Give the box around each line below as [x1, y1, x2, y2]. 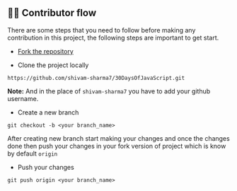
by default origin [7, 149, 58, 158]
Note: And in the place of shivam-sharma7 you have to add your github [7, 86, 211, 95]
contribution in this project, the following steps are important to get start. [7, 33, 219, 42]
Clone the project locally [17, 61, 89, 69]
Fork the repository [17, 47, 74, 55]
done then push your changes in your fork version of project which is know [7, 141, 226, 150]
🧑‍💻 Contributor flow [7, 7, 97, 19]
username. [7, 94, 39, 103]
